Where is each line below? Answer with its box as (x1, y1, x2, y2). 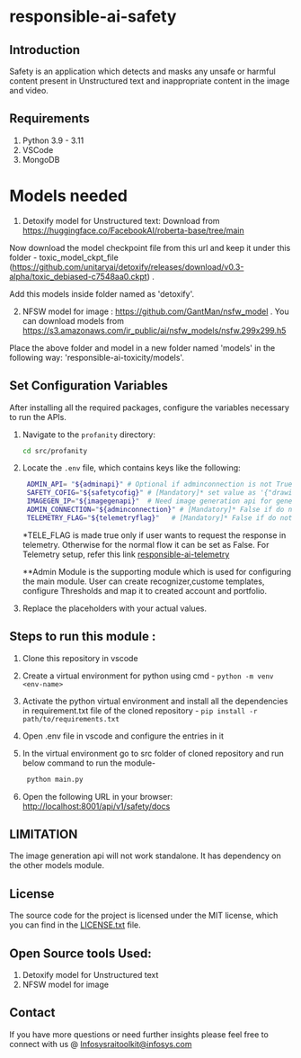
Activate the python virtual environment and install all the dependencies (22, 695, 288, 706)
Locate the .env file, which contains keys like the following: (22, 462, 241, 473)
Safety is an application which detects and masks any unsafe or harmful (9, 66, 276, 76)
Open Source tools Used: (9, 946, 153, 961)
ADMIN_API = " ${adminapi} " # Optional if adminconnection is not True (26, 480, 293, 489)
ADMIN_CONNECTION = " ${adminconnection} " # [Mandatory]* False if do (26, 506, 285, 515)
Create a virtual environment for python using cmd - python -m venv (22, 670, 274, 681)
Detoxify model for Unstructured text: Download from (22, 215, 220, 226)
